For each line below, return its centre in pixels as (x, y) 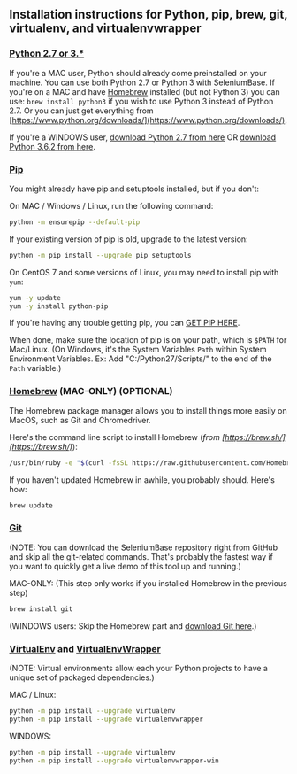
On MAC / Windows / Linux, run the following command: (111, 205)
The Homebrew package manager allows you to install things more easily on (148, 410)
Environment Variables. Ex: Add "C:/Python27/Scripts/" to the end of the (141, 359)
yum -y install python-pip (59, 306)
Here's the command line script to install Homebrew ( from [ (117, 437)
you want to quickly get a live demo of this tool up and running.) (125, 566)
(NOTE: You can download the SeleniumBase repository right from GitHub (144, 547)
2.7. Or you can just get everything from (81, 111)
